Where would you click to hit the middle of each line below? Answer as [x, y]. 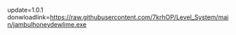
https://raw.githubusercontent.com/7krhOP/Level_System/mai [139, 17]
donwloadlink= [29, 17]
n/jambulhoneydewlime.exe [47, 24]
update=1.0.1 [25, 10]
